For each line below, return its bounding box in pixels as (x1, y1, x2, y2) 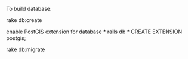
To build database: (6, 5, 52, 12)
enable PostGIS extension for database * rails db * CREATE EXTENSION (6, 28, 183, 35)
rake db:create (6, 17, 42, 23)
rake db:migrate (6, 46, 45, 53)
